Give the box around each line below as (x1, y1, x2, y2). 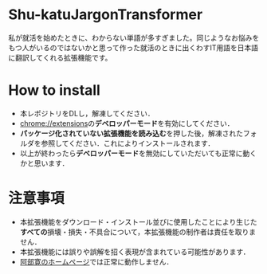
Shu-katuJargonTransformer (8, 6, 203, 24)
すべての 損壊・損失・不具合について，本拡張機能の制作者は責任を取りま (19, 227, 257, 237)
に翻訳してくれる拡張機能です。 (8, 53, 112, 62)
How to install (8, 81, 101, 100)
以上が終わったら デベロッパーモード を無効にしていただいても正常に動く (19, 148, 257, 158)
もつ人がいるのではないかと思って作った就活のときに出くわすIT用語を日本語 (8, 42, 259, 53)
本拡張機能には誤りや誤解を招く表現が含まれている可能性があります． (19, 247, 250, 256)
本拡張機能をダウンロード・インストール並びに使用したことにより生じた (19, 217, 257, 226)
